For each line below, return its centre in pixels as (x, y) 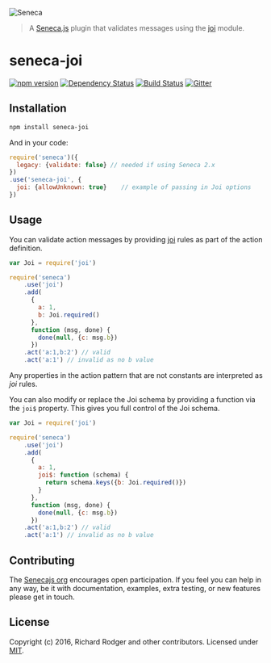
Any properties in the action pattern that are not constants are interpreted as (136, 376)
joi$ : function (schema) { (83, 475)
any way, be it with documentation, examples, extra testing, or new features (135, 588)
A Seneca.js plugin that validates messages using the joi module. (137, 28)
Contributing (42, 560)
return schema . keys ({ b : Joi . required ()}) (115, 483)
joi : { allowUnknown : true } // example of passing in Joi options (134, 187)
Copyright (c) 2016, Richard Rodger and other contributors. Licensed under (134, 641)
